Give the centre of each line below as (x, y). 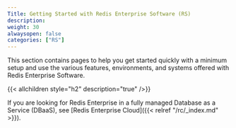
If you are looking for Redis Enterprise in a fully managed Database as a (112, 103)
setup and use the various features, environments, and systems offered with (118, 68)
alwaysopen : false (34, 34)
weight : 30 (23, 27)
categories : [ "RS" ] (36, 40)
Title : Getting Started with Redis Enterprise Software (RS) (99, 14)
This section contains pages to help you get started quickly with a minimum (117, 60)
